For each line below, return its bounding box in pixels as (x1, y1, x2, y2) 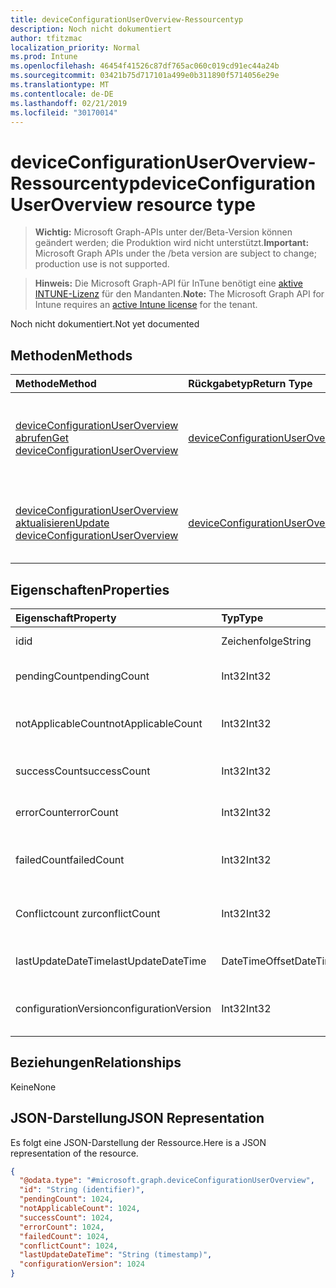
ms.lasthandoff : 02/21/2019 (10, 98, 128, 108)
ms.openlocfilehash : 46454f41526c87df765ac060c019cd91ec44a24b (10, 61, 280, 71)
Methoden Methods (10, 347, 133, 364)
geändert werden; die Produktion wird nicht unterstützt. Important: (34, 237, 310, 249)
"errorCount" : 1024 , (19, 1222, 105, 1232)
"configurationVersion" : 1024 (19, 1259, 145, 1270)
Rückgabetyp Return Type (188, 377, 313, 391)
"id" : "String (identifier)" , (19, 1185, 145, 1195)
